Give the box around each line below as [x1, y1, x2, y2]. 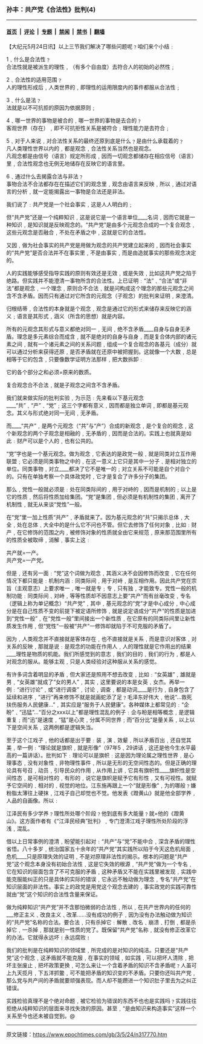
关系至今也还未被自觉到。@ [6, 1012, 76, 1019]
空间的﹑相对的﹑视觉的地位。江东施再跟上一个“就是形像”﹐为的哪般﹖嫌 [16, 782, 196, 789]
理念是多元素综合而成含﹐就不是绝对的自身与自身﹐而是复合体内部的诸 [16, 332, 192, 340]
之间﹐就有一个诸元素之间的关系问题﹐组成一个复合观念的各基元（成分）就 [11, 340, 197, 348]
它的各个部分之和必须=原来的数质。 [6, 368, 95, 375]
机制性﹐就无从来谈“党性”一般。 [6, 501, 86, 508]
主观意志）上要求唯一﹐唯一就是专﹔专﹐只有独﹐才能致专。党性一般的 [16, 585, 192, 592]
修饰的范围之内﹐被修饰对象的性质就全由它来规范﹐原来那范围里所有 [27, 528, 197, 536]
